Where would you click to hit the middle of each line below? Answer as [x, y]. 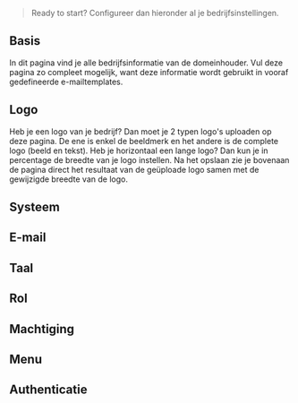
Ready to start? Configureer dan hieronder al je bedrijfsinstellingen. [155, 13]
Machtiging [42, 329]
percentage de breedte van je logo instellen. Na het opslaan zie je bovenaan [149, 159]
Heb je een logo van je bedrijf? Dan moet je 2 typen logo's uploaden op [140, 131]
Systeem [34, 207]
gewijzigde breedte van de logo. [68, 179]
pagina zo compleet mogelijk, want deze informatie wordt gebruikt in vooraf [149, 72]
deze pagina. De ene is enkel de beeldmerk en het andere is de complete [144, 141]
